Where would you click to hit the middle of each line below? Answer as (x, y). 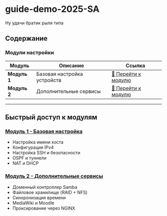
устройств (49, 80)
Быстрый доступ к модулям (51, 117)
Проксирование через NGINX (44, 208)
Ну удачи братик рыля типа (34, 23)
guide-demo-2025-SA (52, 9)
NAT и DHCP (25, 163)
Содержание (27, 38)
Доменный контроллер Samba (45, 187)
